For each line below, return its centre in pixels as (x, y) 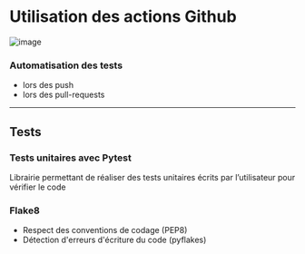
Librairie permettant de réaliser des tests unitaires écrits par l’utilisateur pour (152, 177)
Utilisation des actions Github (123, 17)
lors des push (48, 85)
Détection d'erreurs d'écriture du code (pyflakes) (114, 240)
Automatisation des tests (66, 65)
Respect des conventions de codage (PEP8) (105, 230)
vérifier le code (38, 187)
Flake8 (25, 210)
